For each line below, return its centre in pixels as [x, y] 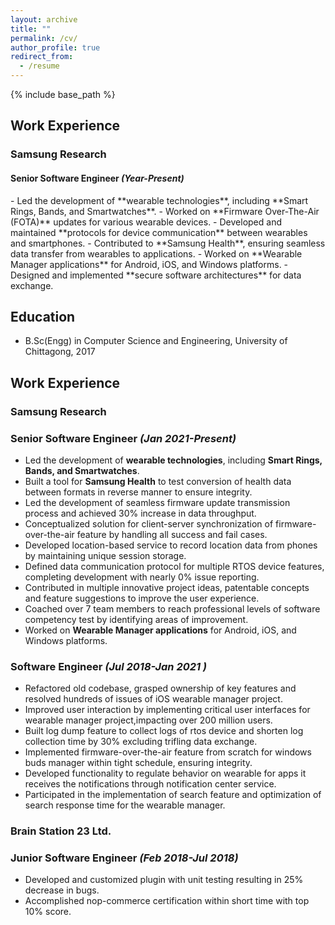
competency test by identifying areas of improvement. [136, 619]
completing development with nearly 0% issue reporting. [142, 577]
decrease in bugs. [62, 890]
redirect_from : [42, 57]
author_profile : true [55, 47]
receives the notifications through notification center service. [150, 784]
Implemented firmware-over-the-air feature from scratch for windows [168, 752]
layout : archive [44, 19]
